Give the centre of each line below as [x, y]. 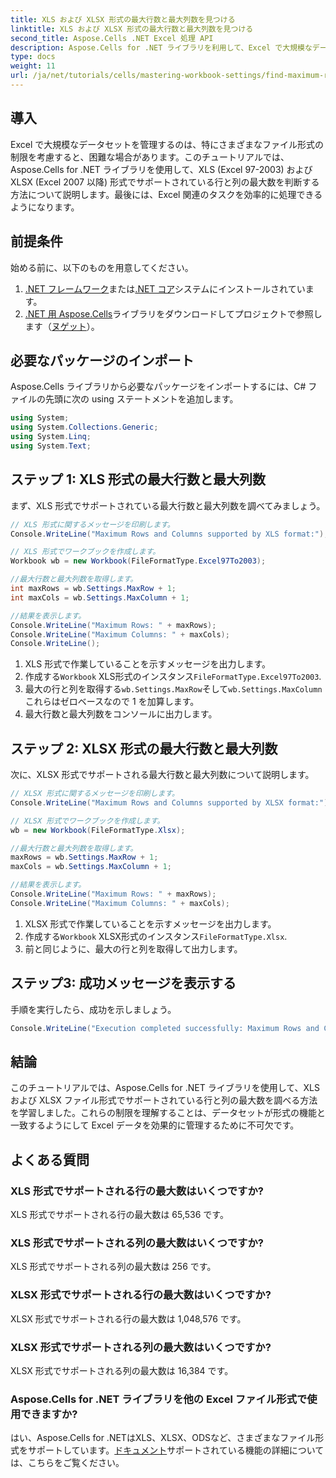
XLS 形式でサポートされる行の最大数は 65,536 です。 [119, 1214]
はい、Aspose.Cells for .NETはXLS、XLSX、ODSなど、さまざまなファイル [163, 1438]
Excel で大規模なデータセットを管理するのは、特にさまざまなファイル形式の [167, 144]
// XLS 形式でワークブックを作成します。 [85, 552]
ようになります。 [45, 207]
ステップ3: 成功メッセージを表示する [123, 983]
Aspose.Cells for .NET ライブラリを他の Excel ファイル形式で [159, 1399]
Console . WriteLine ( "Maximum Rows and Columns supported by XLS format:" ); [169, 534]
